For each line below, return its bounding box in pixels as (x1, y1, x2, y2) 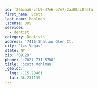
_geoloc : (5, 66, 23, 71)
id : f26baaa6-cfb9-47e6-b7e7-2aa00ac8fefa (5, 7, 93, 12)
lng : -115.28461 (9, 71, 43, 76)
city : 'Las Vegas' (5, 44, 43, 48)
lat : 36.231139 (9, 75, 41, 80)
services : (5, 25, 25, 30)
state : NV (5, 48, 25, 53)
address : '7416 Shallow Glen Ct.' (5, 39, 76, 44)
